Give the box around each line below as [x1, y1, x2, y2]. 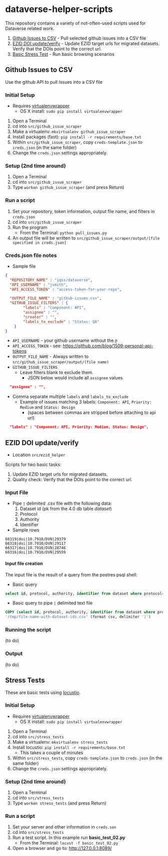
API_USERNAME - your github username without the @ [12, 337, 117, 344]
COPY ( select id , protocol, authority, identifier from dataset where [5, 610, 155, 615]
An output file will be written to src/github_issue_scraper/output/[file [12, 235, 160, 241]
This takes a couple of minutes [19, 749, 83, 755]
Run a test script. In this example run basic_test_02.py [12, 834, 125, 840]
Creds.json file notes [5, 252, 57, 259]
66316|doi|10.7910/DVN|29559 [5, 550, 66, 555]
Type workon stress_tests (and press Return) [12, 800, 106, 806]
